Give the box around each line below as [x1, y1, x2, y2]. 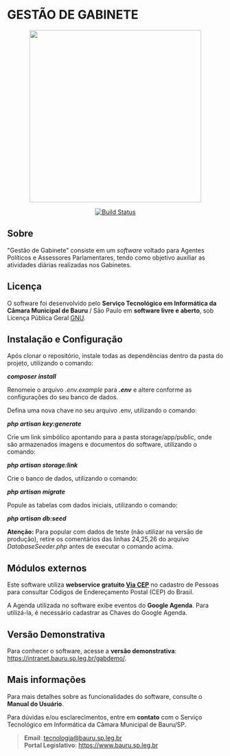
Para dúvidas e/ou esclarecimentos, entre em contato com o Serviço [7, 713, 203, 721]
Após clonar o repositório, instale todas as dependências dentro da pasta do [7, 352, 224, 360]
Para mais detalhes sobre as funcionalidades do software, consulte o [7, 692, 203, 700]
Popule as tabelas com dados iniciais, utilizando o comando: [7, 501, 178, 510]
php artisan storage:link [7, 461, 78, 470]
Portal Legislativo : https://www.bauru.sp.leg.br [23, 741, 159, 749]
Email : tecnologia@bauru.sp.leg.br [23, 733, 122, 742]
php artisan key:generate [7, 420, 82, 428]
